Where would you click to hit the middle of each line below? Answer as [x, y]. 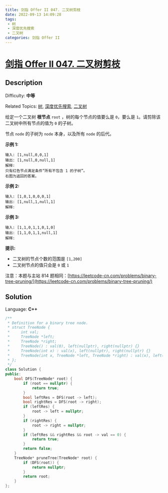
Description [24, 83]
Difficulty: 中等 [20, 95]
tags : [11, 19]
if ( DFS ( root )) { [41, 462]
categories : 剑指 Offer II [32, 38]
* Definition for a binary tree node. [48, 323]
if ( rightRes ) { [40, 421]
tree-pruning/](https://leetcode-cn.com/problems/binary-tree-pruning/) [79, 281]
